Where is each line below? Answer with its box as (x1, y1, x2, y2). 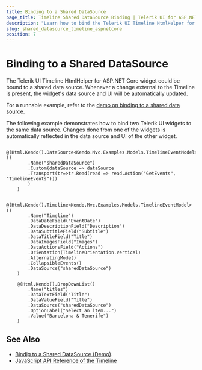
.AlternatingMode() (28, 255, 77, 261)
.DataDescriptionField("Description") (28, 224, 125, 230)
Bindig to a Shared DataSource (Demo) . (14, 350, 113, 357)
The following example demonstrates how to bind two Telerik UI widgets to (6, 120, 192, 127)
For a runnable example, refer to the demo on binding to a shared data (6, 102, 180, 109)
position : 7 (6, 31, 36, 37)
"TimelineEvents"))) (6, 176, 58, 182)
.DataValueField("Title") (28, 297, 93, 303)
